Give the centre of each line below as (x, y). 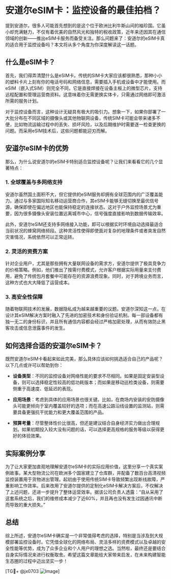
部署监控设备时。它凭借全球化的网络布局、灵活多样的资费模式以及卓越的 (85, 542)
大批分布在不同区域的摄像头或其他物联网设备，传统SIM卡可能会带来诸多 (81, 118)
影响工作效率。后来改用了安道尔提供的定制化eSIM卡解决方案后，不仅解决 (86, 486)
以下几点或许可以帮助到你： (34, 365)
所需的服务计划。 (23, 101)
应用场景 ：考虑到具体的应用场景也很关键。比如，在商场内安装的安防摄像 (88, 399)
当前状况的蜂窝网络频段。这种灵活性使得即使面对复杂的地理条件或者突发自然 (85, 230)
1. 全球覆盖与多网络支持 (34, 182)
